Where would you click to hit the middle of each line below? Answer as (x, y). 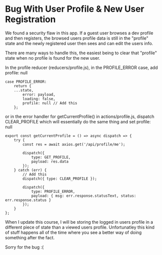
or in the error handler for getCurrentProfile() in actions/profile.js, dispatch (80, 116)
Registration (30, 19)
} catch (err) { (30, 170)
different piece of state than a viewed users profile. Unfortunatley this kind (80, 227)
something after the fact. (30, 237)
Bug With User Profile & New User (75, 9)
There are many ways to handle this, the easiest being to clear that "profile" (81, 53)
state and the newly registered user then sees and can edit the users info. (79, 43)
